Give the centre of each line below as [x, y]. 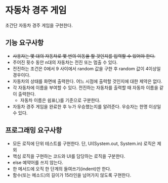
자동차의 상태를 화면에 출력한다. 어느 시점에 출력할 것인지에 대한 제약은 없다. [88, 81]
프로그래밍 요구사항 [34, 130]
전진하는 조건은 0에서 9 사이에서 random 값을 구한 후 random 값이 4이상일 [87, 68]
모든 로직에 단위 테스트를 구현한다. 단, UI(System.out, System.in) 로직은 [84, 143]
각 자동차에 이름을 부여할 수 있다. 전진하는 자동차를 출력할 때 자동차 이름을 [85, 87]
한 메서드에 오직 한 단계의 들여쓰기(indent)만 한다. [62, 169]
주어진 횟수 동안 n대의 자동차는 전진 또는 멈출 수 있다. [65, 62]
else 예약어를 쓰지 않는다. [38, 162]
